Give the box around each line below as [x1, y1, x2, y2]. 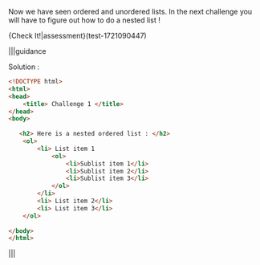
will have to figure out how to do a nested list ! [8, 15, 160, 25]
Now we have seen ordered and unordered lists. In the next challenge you [8, 7, 253, 16]
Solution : [8, 62, 40, 71]
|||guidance [8, 47, 47, 55]
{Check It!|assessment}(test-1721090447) [8, 31, 147, 40]
